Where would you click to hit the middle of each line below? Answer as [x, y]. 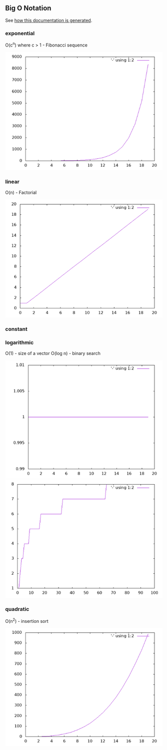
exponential [20, 33]
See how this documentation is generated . [49, 20]
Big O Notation [28, 8]
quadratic [17, 609]
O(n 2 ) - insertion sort [27, 620]
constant [16, 329]
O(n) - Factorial [21, 193]
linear [12, 181]
